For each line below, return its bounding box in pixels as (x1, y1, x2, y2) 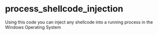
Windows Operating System (5, 24, 61, 30)
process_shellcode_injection (5, 3, 123, 14)
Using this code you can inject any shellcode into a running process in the (5, 19, 153, 25)
